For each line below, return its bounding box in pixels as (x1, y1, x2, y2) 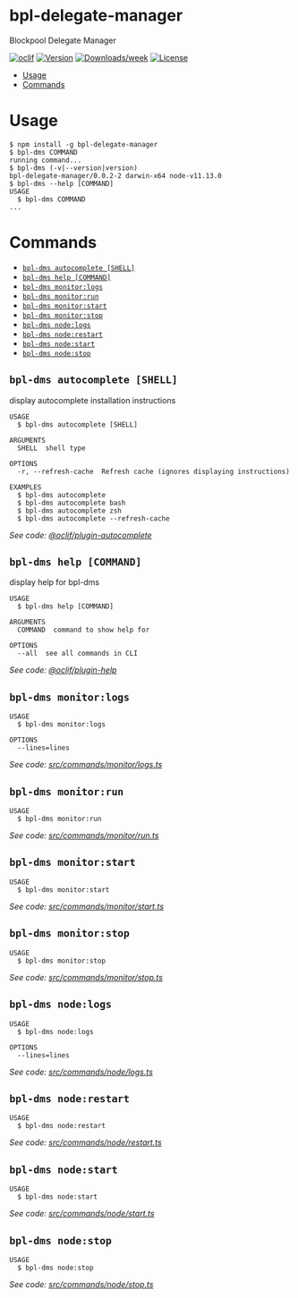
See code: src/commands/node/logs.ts (9, 1066, 154, 1077)
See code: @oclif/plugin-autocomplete (9, 530, 152, 540)
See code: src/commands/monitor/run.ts (9, 830, 159, 841)
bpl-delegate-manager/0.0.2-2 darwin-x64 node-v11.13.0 (9, 171, 222, 180)
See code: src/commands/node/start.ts (9, 1209, 155, 1219)
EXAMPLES (9, 482, 42, 492)
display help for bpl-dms (9, 577, 100, 588)
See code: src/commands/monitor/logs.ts (9, 759, 163, 770)
